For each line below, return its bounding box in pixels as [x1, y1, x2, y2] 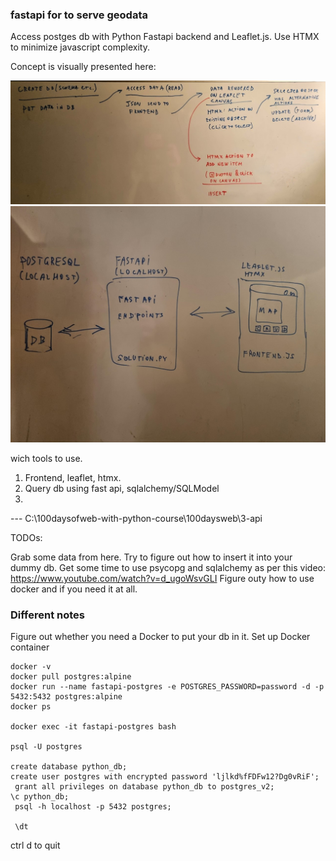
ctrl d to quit [10, 839, 61, 852]
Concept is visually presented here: [10, 61, 157, 73]
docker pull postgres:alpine [10, 672, 132, 682]
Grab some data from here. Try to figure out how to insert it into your [10, 551, 293, 563]
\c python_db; [10, 792, 70, 802]
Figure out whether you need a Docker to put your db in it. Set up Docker [10, 631, 311, 643]
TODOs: [10, 532, 43, 544]
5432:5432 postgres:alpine [10, 692, 123, 702]
